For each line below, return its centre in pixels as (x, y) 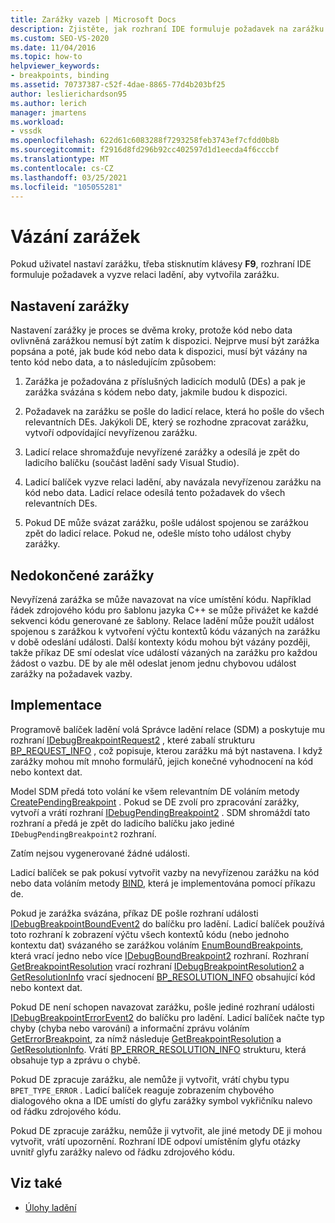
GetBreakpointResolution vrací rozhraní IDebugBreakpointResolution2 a (157, 966)
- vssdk (26, 131)
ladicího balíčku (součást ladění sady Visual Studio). (132, 463)
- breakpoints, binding (60, 76)
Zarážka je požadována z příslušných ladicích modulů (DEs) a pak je (165, 382)
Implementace (56, 705)
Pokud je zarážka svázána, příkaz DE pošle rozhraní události (134, 913)
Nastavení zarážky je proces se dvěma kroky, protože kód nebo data (151, 330)
